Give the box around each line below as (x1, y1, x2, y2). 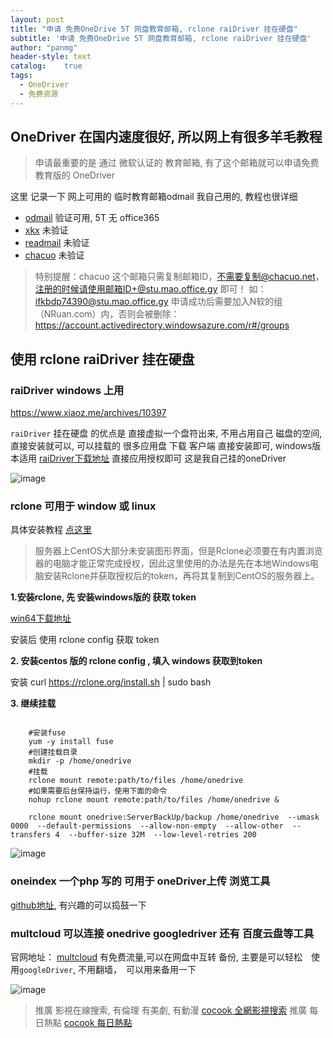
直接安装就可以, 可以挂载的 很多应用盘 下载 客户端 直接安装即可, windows (10, 440, 313, 452)
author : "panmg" (10, 42, 78, 53)
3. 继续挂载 (10, 697, 57, 710)
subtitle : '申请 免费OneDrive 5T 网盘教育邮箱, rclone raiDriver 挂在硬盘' (10, 33, 312, 43)
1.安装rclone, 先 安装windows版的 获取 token (10, 591, 197, 603)
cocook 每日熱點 (63, 1017, 133, 1029)
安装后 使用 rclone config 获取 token (10, 634, 160, 646)
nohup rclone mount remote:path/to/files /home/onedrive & (28, 795, 280, 805)
